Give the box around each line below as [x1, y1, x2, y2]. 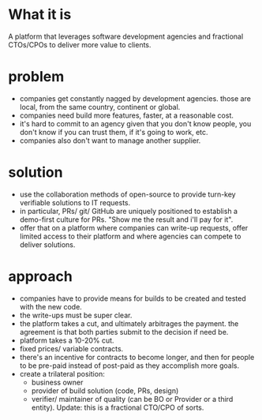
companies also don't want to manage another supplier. [19, 136, 201, 145]
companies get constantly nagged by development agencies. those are [19, 93, 251, 103]
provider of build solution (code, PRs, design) [31, 385, 179, 396]
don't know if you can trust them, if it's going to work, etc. [19, 127, 208, 137]
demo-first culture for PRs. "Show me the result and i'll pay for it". [19, 215, 234, 224]
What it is [8, 6, 72, 24]
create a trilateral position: [19, 369, 105, 378]
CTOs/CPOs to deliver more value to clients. [8, 39, 152, 49]
